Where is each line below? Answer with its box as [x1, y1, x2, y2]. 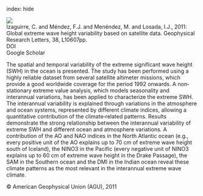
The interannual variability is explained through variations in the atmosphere [6, 100, 197, 107]
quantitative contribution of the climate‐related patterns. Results [6, 113, 167, 120]
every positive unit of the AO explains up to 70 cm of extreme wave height [6, 139, 193, 146]
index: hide [6, 5, 35, 12]
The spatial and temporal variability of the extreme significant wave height [6, 61, 193, 68]
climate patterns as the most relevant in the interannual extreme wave [6, 165, 182, 172]
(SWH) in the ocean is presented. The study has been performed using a [6, 67, 189, 74]
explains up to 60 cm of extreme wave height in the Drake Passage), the [6, 152, 188, 159]
